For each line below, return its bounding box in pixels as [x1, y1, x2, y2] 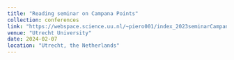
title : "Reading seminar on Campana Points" [7, 10, 139, 17]
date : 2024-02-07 [7, 36, 58, 43]
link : [7, 23, 23, 30]
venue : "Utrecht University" [7, 29, 92, 37]
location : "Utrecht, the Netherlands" [7, 42, 120, 49]
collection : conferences [7, 17, 79, 23]
